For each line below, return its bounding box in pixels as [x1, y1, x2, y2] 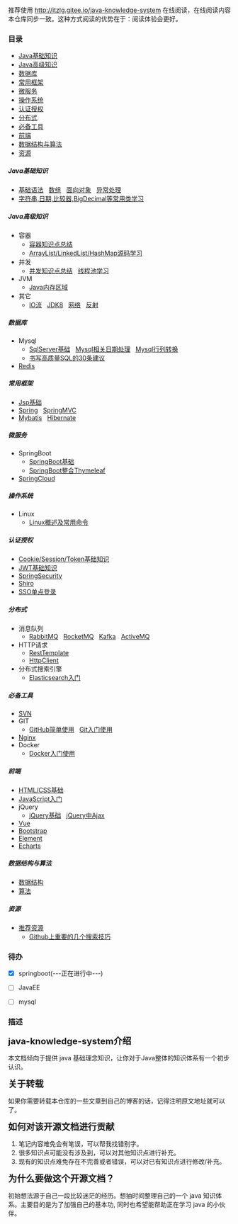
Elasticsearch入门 [28, 674, 81, 682]
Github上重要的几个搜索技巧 [28, 932, 111, 941]
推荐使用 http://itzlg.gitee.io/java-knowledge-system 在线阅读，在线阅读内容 [8, 6, 231, 14]
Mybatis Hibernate [18, 414, 76, 422]
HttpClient [28, 656, 59, 665]
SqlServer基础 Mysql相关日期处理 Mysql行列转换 [28, 345, 178, 353]
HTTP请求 [18, 641, 48, 650]
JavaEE [18, 983, 40, 992]
